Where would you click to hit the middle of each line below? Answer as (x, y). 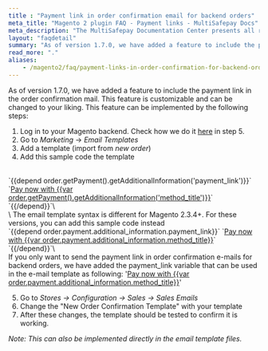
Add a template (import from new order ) (85, 148)
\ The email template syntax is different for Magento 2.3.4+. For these (122, 214)
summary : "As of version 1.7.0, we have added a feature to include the (132, 45)
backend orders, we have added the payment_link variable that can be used (133, 265)
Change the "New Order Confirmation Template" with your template (131, 306)
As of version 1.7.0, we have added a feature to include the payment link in (130, 90)
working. (34, 323)
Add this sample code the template (77, 156)
